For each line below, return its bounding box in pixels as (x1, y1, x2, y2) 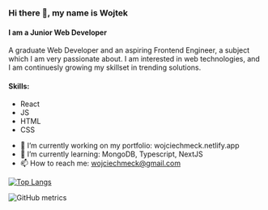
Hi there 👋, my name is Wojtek (8, 7, 128, 19)
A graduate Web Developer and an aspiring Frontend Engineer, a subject (8, 45, 250, 55)
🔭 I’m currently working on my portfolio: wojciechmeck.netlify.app (19, 141, 240, 151)
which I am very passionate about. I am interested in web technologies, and (8, 54, 261, 64)
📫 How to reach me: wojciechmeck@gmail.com (19, 158, 181, 169)
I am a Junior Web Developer (8, 28, 108, 37)
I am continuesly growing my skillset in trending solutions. (8, 62, 202, 72)
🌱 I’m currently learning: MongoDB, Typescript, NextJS (19, 149, 204, 159)
